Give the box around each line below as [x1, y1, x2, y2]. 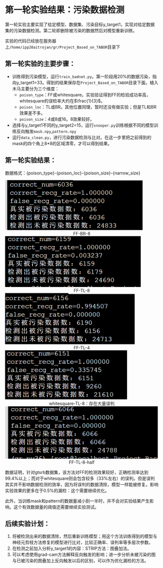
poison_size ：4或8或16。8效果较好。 [19, 116, 95, 122]
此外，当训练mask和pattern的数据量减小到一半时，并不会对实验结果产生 [5, 498, 150, 504]
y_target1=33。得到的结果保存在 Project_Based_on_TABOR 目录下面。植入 [16, 79, 159, 85]
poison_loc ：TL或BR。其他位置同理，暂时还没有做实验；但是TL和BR [19, 104, 157, 110]
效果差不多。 [19, 110, 45, 116]
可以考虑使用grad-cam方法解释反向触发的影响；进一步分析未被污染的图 [12, 551, 156, 558]
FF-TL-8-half [69, 459, 95, 465]
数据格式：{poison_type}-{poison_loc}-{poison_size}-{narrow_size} [5, 170, 141, 176]
